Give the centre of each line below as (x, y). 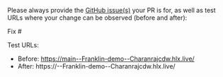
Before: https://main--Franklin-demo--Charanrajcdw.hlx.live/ (106, 59)
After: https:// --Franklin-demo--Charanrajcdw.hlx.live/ (96, 66)
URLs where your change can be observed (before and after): (97, 18)
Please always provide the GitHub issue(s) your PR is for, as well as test (111, 10)
